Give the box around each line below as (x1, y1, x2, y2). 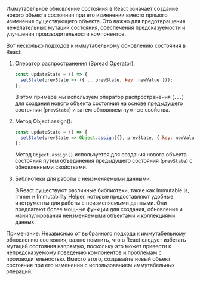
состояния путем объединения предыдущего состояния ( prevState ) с (14, 158, 193, 165)
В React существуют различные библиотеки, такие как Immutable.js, (14, 187, 190, 194)
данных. (14, 218, 36, 226)
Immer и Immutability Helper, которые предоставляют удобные (14, 193, 174, 200)
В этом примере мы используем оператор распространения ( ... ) (14, 93, 184, 100)
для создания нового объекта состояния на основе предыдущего (14, 100, 183, 107)
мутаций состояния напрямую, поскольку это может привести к (6, 243, 172, 250)
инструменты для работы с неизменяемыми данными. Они (14, 199, 167, 206)
